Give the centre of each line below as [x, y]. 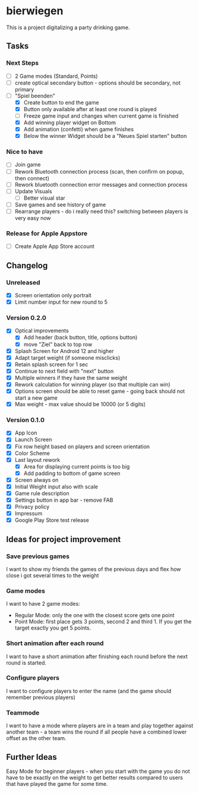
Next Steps [23, 63]
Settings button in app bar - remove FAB [64, 500]
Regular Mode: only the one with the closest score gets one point [94, 615]
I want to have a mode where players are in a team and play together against [100, 726]
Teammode [23, 713]
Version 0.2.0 [26, 318]
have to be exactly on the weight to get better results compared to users [94, 778]
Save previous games [38, 556]
